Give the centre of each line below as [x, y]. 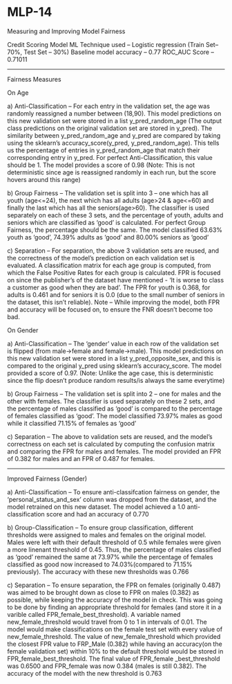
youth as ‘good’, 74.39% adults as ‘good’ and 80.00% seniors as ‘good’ [108, 237]
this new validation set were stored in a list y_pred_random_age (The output [115, 120]
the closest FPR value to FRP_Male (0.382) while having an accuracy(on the [115, 644]
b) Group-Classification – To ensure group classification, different [100, 528]
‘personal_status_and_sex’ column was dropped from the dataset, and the [112, 499]
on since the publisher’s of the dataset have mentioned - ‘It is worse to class [116, 280]
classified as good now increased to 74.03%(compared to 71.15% [100, 564]
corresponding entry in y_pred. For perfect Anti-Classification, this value [110, 157]
